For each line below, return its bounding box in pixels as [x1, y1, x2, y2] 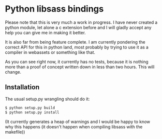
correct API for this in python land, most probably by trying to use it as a [5, 44, 149, 50]
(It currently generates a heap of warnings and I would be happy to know [5, 119, 150, 124]
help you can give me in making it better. [5, 30, 86, 35]
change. [5, 69, 22, 75]
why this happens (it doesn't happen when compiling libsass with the [5, 124, 143, 129]
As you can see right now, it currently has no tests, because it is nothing [5, 59, 148, 64]
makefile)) [5, 129, 25, 135]
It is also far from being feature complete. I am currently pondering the [5, 39, 146, 45]
